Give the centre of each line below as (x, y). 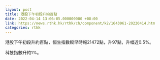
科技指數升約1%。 (23, 53)
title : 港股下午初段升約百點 (31, 14)
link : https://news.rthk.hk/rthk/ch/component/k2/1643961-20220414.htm (80, 23)
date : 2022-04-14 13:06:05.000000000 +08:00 (51, 19)
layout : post (18, 10)
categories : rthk (23, 28)
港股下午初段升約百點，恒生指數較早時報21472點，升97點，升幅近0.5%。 (80, 42)
